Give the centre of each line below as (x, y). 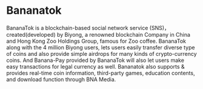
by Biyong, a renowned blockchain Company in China (124, 34)
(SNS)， (159, 28)
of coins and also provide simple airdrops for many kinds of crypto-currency (101, 54)
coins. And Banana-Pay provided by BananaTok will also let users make (95, 60)
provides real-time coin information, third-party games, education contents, (101, 73)
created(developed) (31, 34)
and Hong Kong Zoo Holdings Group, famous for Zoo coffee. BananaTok (96, 41)
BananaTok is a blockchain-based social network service (77, 28)
